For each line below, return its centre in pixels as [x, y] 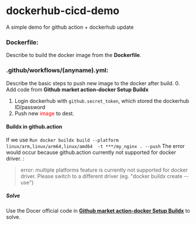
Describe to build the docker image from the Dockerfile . [74, 55]
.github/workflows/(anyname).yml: [57, 70]
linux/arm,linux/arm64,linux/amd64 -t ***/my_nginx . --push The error [96, 146]
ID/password [30, 107]
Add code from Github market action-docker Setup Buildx [78, 89]
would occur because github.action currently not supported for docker [91, 152]
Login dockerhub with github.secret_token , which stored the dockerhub [102, 100]
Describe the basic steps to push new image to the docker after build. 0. [93, 83]
